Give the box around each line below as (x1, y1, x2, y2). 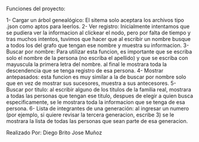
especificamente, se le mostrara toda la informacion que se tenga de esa (6, 99, 185, 106)
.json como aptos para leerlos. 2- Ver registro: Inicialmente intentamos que (6, 23, 190, 30)
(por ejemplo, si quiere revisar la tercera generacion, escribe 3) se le (6, 111, 175, 118)
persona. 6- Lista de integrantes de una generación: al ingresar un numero (6, 105, 189, 112)
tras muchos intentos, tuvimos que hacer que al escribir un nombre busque (6, 36, 191, 42)
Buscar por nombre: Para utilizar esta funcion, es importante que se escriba (6, 48, 192, 55)
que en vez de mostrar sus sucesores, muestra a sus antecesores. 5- (6, 80, 176, 87)
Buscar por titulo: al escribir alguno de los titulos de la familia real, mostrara (6, 86, 192, 93)
